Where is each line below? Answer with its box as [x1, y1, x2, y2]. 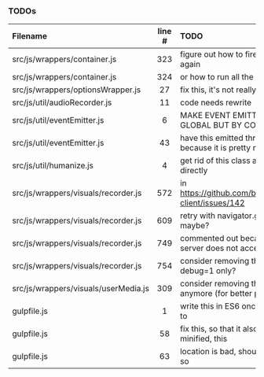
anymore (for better [179, 288, 253, 299]
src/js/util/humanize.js [12, 160, 94, 171]
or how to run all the [179, 72, 254, 83]
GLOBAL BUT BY [179, 120, 242, 131]
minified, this [179, 333, 228, 344]
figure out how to [179, 49, 244, 60]
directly [179, 165, 208, 176]
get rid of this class [179, 155, 251, 166]
